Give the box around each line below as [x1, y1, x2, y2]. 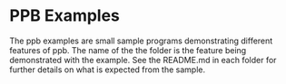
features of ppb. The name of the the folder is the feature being [9, 44, 247, 55]
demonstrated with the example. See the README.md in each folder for [9, 54, 277, 65]
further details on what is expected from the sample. [9, 64, 206, 75]
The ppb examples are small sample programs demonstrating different [9, 35, 273, 46]
